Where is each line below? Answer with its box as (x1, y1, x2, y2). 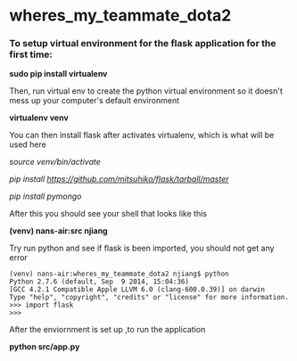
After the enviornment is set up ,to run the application (9, 324, 206, 335)
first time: (9, 48, 54, 61)
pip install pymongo (9, 191, 82, 201)
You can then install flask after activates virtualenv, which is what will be (9, 130, 275, 141)
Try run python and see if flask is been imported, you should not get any (9, 242, 275, 254)
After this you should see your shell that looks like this (9, 209, 208, 219)
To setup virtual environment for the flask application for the (9, 37, 276, 50)
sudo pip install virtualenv (9, 69, 108, 79)
